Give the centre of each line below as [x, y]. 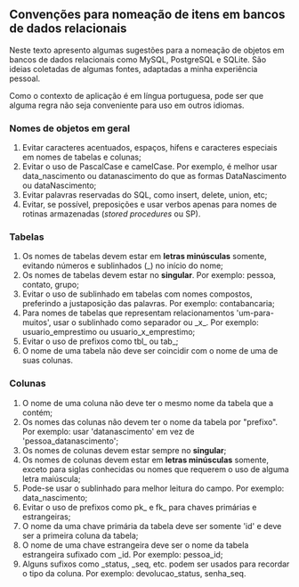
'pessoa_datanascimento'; [70, 441]
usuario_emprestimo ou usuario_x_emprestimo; [109, 332]
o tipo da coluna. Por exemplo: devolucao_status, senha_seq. [134, 573]
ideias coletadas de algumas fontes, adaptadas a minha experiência [133, 69]
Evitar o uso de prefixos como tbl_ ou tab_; [100, 341]
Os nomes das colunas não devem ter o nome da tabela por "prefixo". [150, 421]
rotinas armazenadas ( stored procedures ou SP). [111, 214]
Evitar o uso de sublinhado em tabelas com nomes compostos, [137, 294]
